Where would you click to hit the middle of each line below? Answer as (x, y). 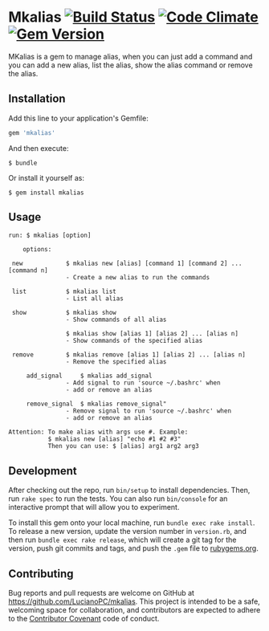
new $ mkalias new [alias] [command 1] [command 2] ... (127, 264)
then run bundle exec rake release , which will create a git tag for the (122, 540)
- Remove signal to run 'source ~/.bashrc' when (148, 411)
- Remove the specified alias (116, 362)
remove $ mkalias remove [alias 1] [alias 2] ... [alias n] (129, 355)
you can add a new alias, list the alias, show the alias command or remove (130, 65)
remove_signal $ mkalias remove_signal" (96, 404)
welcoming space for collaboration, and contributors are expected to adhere (134, 610)
